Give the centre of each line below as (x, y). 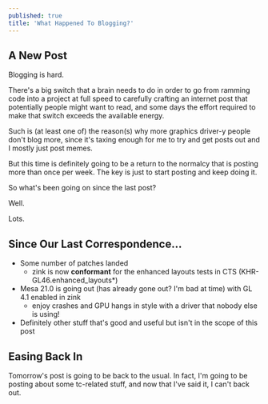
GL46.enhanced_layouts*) (75, 280)
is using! (46, 314)
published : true (35, 16)
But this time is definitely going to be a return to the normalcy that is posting (133, 164)
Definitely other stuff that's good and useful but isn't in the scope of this (139, 323)
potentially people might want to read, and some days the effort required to (132, 107)
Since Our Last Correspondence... (95, 244)
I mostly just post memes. (51, 148)
